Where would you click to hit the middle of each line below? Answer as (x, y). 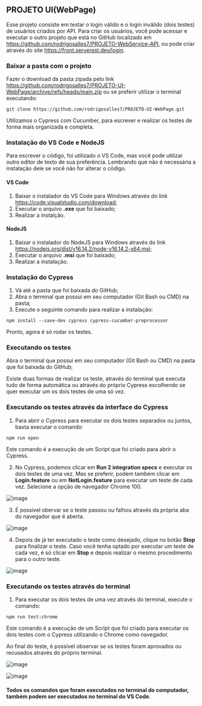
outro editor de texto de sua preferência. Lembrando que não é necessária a (101, 162)
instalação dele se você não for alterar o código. (66, 168)
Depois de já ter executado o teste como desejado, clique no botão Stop (105, 539)
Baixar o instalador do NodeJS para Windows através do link (90, 242)
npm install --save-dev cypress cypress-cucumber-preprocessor (87, 321)
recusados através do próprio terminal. (55, 653)
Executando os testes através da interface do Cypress (87, 407)
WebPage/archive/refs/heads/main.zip (54, 92)
